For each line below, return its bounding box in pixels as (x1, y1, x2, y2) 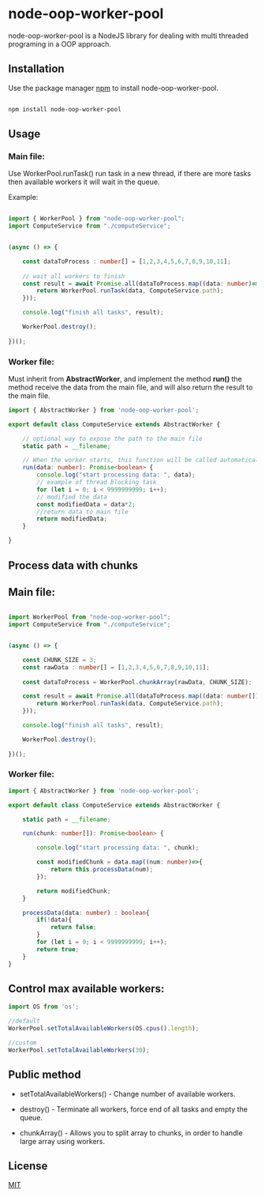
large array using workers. (19, 1136, 106, 1146)
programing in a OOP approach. (8, 39, 112, 48)
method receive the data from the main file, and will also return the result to (8, 382, 253, 392)
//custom (8, 1039, 37, 1047)
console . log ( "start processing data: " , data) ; (36, 471, 196, 479)
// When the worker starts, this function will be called (22, 456, 217, 465)
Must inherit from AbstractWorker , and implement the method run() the (8, 374, 242, 383)
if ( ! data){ (36, 916, 73, 924)
